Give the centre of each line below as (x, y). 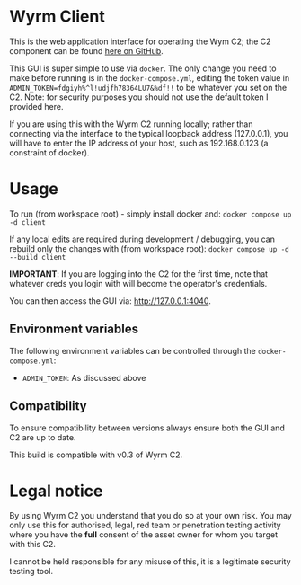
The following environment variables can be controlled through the (133, 350)
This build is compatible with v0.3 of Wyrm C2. (96, 455)
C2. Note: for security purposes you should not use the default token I (139, 97)
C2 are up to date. (43, 437)
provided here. (36, 106)
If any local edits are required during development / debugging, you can (142, 239)
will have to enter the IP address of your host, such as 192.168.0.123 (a (139, 143)
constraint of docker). (49, 152)
